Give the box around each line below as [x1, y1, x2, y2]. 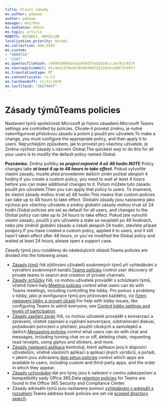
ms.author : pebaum [5, 12, 42, 16]
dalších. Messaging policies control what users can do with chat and [12, 329, 147, 335]
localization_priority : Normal [5, 39, 68, 44]
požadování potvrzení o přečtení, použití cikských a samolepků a [12, 324, 142, 329]
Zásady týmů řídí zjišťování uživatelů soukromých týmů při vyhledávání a [12, 262, 157, 268]
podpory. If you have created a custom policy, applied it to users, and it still [5, 228, 153, 234]
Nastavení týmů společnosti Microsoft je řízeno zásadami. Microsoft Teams [5, 121, 154, 126]
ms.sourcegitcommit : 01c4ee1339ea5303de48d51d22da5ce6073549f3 [5, 66, 135, 71]
